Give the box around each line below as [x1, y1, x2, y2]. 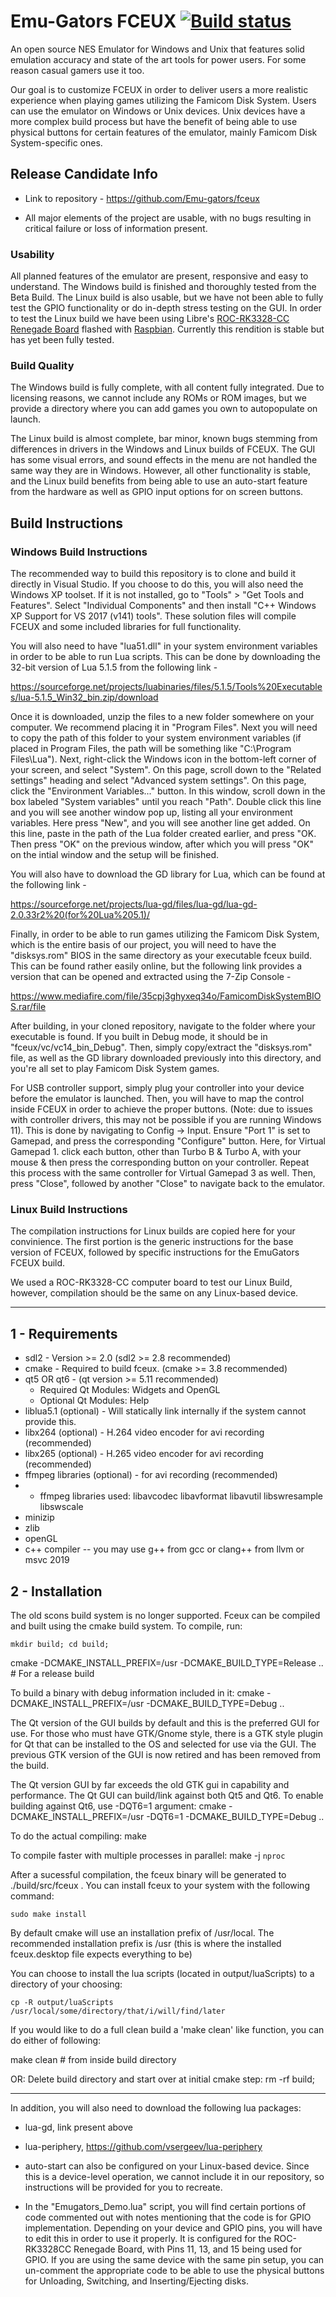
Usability [10, 247, 55, 261]
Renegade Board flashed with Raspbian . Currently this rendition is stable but [10, 323, 325, 335]
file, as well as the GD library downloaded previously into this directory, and [10, 1052, 322, 1064]
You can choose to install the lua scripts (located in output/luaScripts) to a [10, 1967, 315, 1979]
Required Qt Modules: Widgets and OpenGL [39, 1384, 221, 1396]
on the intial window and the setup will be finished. [10, 849, 220, 861]
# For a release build [10, 1667, 95, 1679]
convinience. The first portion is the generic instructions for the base [10, 1236, 294, 1248]
